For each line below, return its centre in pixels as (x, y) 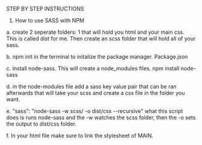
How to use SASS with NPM (49, 20)
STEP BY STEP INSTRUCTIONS (45, 9)
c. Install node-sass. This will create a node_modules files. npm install (93, 68)
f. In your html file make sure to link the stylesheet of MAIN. (80, 136)
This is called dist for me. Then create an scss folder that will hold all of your (101, 38)
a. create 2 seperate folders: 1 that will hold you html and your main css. (96, 32)
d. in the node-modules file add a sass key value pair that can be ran (91, 86)
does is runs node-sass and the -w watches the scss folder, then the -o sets (101, 118)
